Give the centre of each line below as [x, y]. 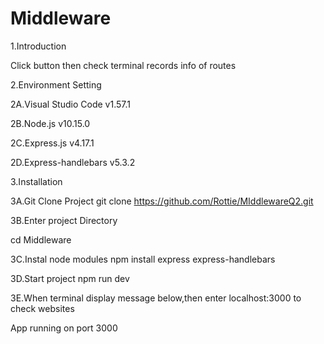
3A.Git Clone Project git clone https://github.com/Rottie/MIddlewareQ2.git [162, 201]
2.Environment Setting [56, 84]
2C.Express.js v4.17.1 [52, 143]
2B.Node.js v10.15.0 [50, 123]
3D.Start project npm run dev [70, 278]
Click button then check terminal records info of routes [123, 65]
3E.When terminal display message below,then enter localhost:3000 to [156, 298]
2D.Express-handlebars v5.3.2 [73, 162]
